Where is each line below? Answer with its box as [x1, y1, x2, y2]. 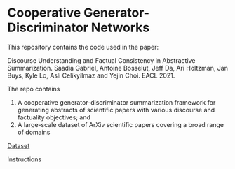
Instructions [7, 155, 42, 163]
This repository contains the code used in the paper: [7, 43, 159, 51]
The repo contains [7, 84, 60, 93]
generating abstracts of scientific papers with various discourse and [17, 105, 215, 114]
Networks [90, 20, 150, 36]
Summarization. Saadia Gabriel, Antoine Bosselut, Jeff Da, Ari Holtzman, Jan [7, 64, 228, 72]
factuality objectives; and [17, 113, 91, 122]
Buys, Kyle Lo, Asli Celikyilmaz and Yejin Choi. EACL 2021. [7, 71, 175, 80]
